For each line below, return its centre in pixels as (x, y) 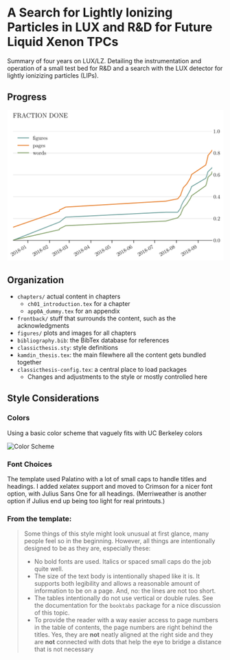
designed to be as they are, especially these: (87, 549)
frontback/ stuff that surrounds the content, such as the (96, 318)
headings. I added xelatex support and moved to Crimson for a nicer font (110, 486)
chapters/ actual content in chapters (69, 296)
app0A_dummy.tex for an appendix (73, 311)
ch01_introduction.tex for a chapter (79, 304)
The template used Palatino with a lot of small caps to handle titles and (107, 478)
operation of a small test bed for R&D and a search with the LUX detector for (115, 68)
